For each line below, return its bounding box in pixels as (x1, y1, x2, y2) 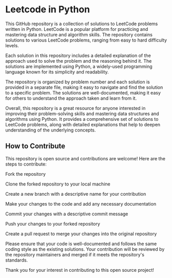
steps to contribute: (5, 161, 47, 167)
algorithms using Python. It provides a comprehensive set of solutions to (5, 116, 159, 122)
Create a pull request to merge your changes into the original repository (5, 230, 157, 237)
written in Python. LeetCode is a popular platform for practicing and (5, 26, 148, 32)
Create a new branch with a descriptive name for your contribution (5, 191, 146, 197)
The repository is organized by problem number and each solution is (5, 79, 150, 85)
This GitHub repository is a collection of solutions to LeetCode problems (5, 21, 158, 27)
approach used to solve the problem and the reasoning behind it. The (5, 58, 152, 64)
